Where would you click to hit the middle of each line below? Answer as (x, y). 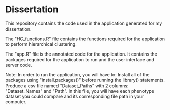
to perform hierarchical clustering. (41, 44)
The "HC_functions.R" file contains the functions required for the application (85, 39)
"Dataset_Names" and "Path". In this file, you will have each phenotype (80, 91)
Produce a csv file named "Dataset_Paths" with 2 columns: (67, 86)
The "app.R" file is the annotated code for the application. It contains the (81, 54)
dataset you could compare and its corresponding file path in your (75, 96)
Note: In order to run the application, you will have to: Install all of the (77, 74)
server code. (19, 65)
